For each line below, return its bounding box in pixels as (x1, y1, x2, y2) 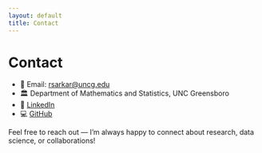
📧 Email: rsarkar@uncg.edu (19, 80, 110, 89)
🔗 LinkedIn (19, 100, 55, 110)
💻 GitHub (19, 109, 53, 119)
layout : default (8, 11, 62, 20)
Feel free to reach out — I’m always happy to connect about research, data (8, 127, 254, 137)
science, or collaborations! (8, 136, 96, 146)
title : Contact (8, 19, 59, 27)
